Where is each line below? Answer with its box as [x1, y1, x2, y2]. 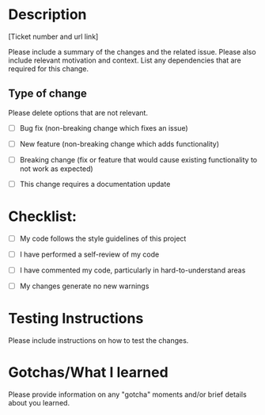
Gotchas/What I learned [8, 364, 168, 382]
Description [8, 6, 87, 24]
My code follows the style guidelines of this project [19, 234, 187, 243]
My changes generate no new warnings [19, 281, 150, 291]
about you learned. [8, 398, 70, 408]
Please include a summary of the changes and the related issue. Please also [8, 47, 256, 56]
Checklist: [8, 207, 78, 226]
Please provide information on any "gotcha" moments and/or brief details [8, 390, 247, 399]
